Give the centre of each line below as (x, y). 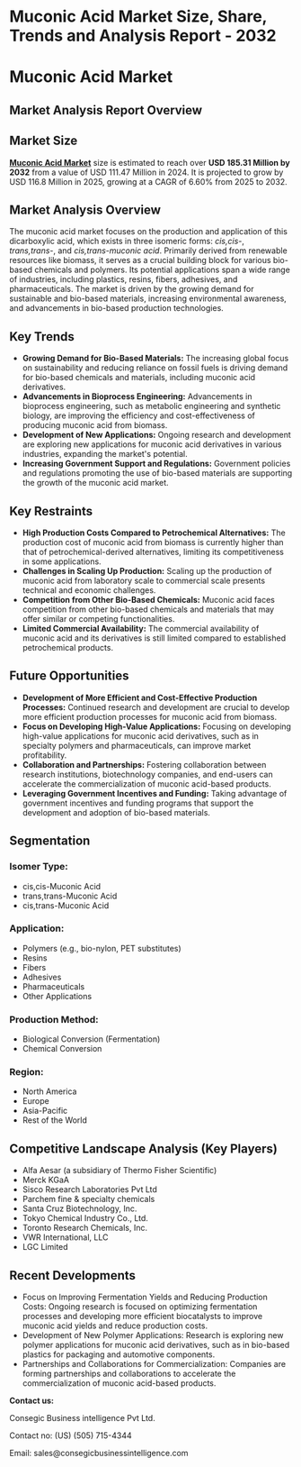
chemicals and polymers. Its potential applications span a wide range (162, 270)
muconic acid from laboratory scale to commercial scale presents (144, 581)
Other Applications (57, 996)
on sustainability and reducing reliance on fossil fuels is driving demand (155, 368)
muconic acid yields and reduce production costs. (115, 1326)
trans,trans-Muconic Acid (70, 896)
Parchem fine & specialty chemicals (89, 1199)
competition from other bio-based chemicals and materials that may (148, 609)
